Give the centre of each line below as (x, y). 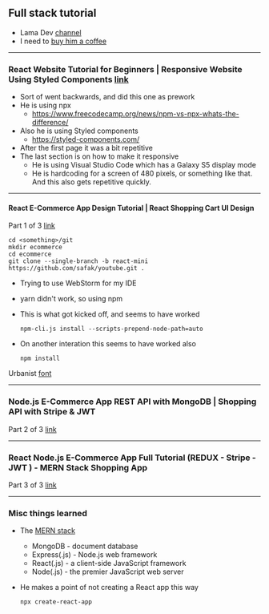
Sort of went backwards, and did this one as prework (107, 97)
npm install (40, 359)
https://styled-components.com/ (86, 139)
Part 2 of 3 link (33, 429)
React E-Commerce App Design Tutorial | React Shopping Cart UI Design (131, 208)
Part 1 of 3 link (32, 226)
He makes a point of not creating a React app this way (109, 588)
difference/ (50, 123)
